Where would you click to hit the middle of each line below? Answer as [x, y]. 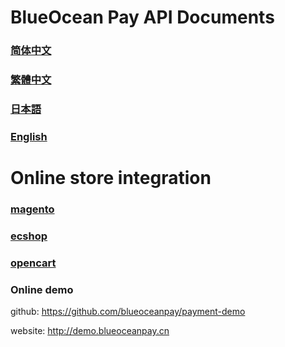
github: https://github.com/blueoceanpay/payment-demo [128, 312]
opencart [33, 263]
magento [32, 209]
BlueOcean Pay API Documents [142, 17]
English [29, 136]
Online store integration [111, 178]
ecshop [29, 236]
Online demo [42, 289]
